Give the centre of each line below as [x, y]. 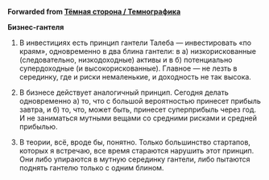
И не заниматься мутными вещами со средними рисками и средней [138, 118]
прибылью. [38, 127]
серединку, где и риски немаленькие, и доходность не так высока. [135, 77]
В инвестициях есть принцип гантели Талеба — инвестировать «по [135, 43]
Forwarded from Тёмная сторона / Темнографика [94, 12]
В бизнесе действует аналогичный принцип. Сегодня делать [124, 92]
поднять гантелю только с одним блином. [91, 168]
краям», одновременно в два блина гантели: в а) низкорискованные [138, 51]
